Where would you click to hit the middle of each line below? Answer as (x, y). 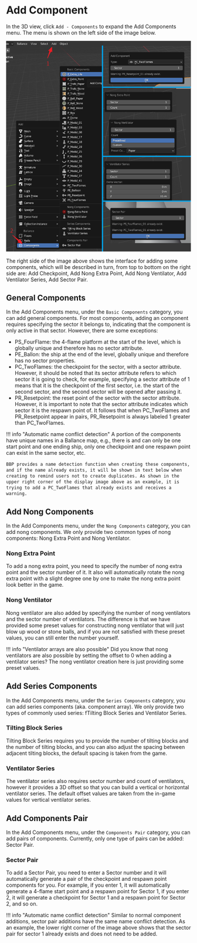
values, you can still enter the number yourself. (63, 638)
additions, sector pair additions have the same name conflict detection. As (96, 921)
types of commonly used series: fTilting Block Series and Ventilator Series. (96, 713)
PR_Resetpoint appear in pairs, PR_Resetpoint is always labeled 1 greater (102, 417)
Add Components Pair (47, 818)
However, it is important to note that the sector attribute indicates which (101, 404)
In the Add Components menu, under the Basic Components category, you (94, 312)
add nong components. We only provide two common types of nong (89, 532)
